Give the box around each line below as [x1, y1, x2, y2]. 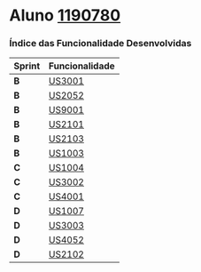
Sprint [13, 60, 41, 72]
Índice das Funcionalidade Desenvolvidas [9, 37, 192, 50]
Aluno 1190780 [9, 5, 121, 26]
